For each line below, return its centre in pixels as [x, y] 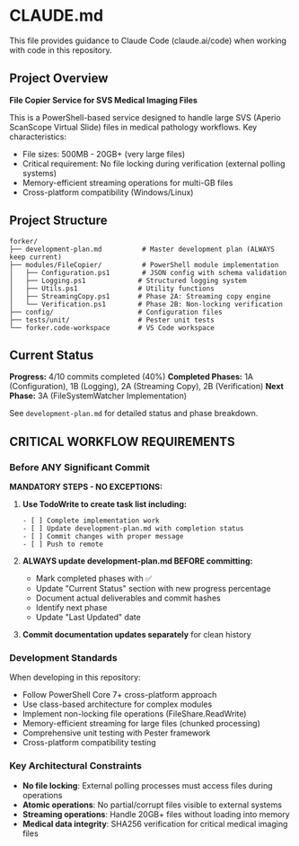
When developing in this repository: [75, 677]
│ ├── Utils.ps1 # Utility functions [112, 289]
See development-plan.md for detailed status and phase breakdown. [134, 414]
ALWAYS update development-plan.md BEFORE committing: [137, 561]
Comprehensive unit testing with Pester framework [116, 733]
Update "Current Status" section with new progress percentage [153, 589]
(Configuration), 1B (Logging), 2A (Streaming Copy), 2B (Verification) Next [147, 387]
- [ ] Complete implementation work [91, 521]
